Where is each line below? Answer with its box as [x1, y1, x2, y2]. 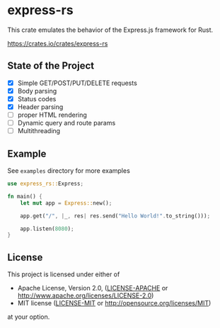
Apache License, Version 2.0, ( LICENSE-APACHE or [17, 284, 168, 293]
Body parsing [17, 86, 57, 95]
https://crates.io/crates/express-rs [7, 39, 108, 47]
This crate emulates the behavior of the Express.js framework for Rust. [7, 26, 214, 34]
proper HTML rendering [17, 111, 87, 119]
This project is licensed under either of [7, 270, 120, 278]
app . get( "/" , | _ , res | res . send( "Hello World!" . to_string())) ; [20, 212, 211, 220]
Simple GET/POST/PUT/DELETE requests [17, 79, 138, 87]
